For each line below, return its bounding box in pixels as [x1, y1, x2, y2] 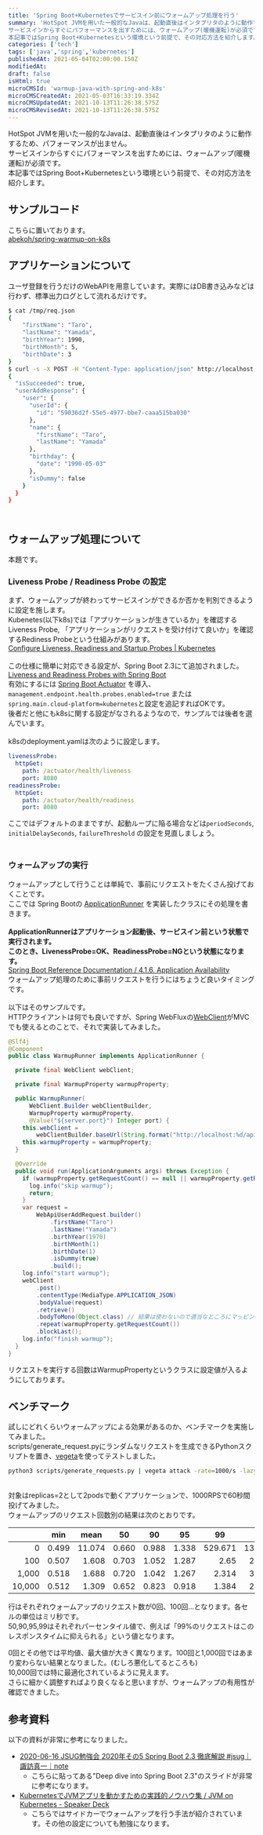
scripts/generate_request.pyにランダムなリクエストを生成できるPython [8, 1442, 239, 1451]
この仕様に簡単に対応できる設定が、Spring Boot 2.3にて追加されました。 [8, 661, 243, 671]
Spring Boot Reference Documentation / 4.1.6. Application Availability [8, 965, 230, 974]
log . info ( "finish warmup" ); [22, 1335, 113, 1343]
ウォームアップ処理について [8, 532, 142, 545]
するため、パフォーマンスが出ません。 [8, 139, 131, 148]
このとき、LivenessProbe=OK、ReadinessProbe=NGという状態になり [8, 947, 238, 956]
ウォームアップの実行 [8, 860, 88, 871]
